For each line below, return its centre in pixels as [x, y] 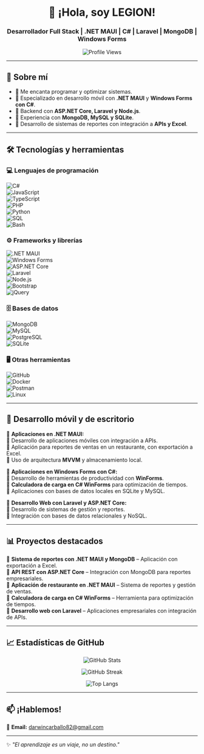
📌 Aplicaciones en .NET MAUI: [45, 434]
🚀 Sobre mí [27, 77]
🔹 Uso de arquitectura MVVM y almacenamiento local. [74, 460]
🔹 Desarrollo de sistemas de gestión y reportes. [66, 509]
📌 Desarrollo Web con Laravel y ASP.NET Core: [66, 503]
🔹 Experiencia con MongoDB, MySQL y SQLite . [74, 117]
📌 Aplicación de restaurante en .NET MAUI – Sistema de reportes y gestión [101, 585]
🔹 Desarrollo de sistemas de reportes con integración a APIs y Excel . [101, 124]
